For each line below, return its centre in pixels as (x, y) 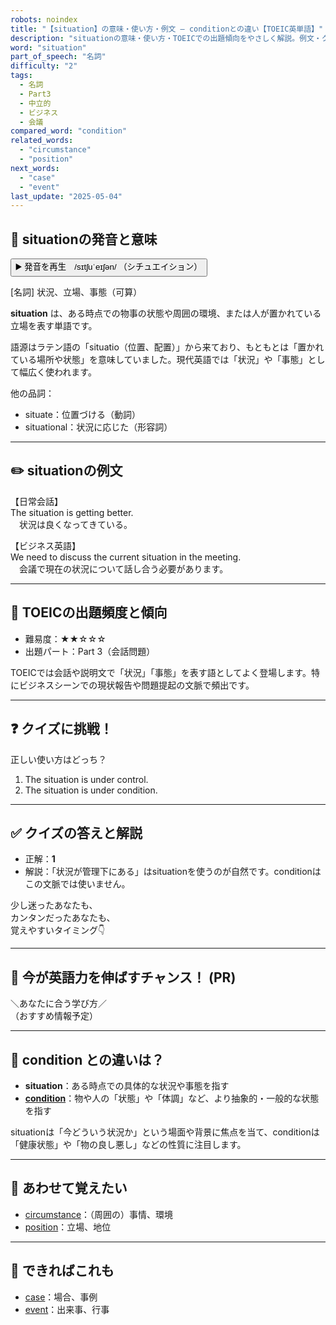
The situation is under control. (86, 779)
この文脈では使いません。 (77, 884)
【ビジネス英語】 (45, 545)
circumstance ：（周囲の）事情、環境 (99, 1214)
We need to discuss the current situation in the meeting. (126, 557)
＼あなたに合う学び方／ (58, 1003)
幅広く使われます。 (57, 372)
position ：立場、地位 (68, 1227)
